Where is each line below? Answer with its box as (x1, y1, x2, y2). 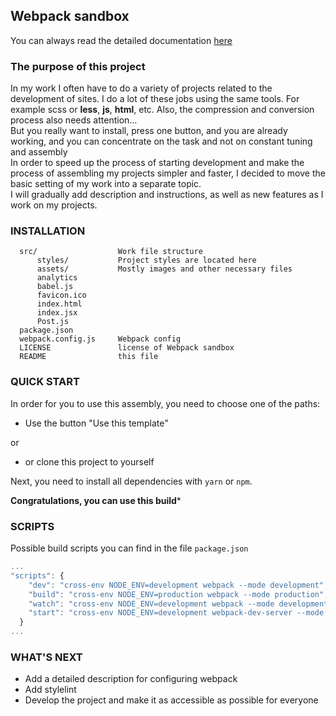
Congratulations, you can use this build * (10, 494, 182, 506)
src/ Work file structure (19, 247, 203, 257)
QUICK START (10, 375, 80, 389)
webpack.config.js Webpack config (19, 334, 182, 344)
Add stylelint (24, 684, 77, 696)
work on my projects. (10, 199, 98, 211)
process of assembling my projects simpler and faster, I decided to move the (10, 167, 326, 179)
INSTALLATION (10, 224, 86, 238)
